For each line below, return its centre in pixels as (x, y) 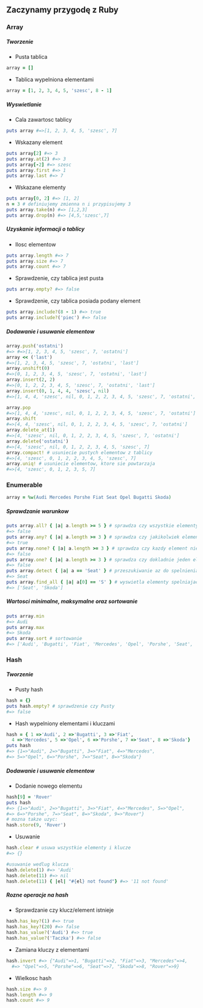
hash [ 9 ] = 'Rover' (29, 797)
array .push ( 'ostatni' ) (35, 346)
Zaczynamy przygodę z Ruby (63, 10)
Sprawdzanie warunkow (38, 511)
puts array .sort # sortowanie (44, 639)
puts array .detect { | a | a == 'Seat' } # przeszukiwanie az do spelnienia (102, 571)
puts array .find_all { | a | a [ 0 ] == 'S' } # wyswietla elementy (88, 582)
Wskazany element (39, 142)
